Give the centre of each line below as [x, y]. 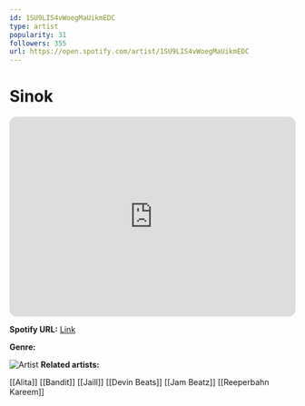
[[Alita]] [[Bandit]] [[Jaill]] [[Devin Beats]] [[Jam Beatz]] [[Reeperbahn [139, 382]
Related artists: [70, 365]
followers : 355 [38, 43]
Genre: [23, 347]
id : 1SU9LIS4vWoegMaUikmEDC [63, 18]
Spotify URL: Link [43, 330]
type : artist [34, 26]
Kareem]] [27, 392]
